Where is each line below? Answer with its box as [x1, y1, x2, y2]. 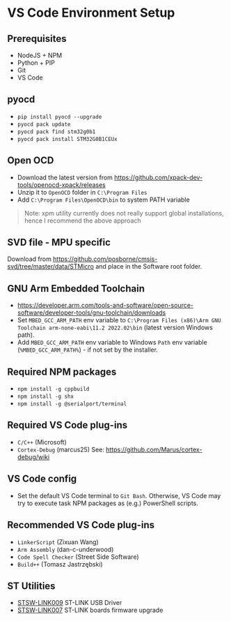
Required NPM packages [7, 366, 117, 377]
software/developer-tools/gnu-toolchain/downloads [17, 308, 166, 317]
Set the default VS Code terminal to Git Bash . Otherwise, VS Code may [17, 491, 221, 500]
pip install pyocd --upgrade [17, 113, 102, 120]
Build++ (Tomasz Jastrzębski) [17, 560, 103, 568]
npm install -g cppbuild [17, 386, 90, 393]
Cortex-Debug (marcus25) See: [17, 445, 104, 454]
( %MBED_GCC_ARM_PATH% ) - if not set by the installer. [17, 345, 159, 354]
